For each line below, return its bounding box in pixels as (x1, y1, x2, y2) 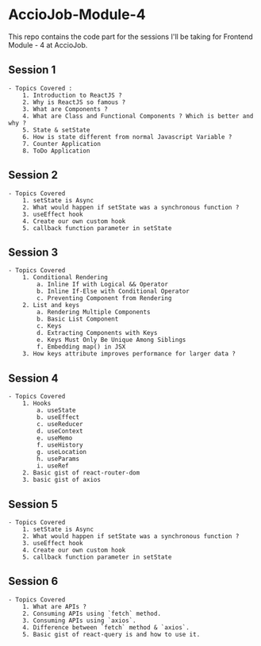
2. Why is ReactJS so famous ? (22, 98, 126, 106)
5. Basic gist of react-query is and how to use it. (22, 630, 201, 638)
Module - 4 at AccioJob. (8, 40, 88, 49)
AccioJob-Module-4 (8, 6, 146, 24)
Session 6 (8, 575, 59, 588)
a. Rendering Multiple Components (36, 308, 151, 317)
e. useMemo (36, 434, 73, 442)
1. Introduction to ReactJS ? (22, 91, 123, 99)
